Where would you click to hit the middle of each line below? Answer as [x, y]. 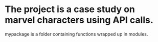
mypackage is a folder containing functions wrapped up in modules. [76, 34]
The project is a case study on [70, 9]
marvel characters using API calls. [79, 20]
